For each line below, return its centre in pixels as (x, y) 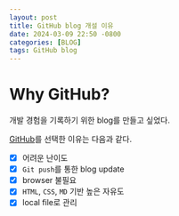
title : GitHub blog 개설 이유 (61, 26)
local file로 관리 (49, 203)
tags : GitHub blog (43, 51)
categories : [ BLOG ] (45, 42)
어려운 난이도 (45, 158)
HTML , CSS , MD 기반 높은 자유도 (73, 191)
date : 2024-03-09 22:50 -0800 (65, 34)
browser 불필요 (49, 180)
